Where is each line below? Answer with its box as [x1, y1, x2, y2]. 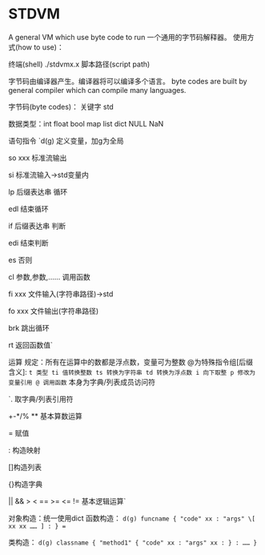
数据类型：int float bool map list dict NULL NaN [8, 119, 164, 128]
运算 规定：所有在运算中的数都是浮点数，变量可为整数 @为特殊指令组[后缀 [8, 357, 254, 367]
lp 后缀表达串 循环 [8, 187, 68, 196]
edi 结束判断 [8, 238, 50, 247]
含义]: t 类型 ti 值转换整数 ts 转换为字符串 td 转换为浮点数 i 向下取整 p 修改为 [8, 367, 256, 376]
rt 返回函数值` [8, 340, 54, 349]
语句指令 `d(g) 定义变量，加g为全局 [8, 135, 124, 145]
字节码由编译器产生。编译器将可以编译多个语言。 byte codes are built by [8, 76, 247, 86]
